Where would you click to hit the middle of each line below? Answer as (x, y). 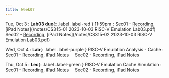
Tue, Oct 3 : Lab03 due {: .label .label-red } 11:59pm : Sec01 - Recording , (80, 24)
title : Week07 (20, 10)
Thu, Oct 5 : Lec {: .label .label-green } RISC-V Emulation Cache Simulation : (84, 64)
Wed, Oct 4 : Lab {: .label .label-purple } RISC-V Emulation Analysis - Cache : (84, 49)
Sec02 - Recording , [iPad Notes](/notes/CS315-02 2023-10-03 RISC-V (79, 34)
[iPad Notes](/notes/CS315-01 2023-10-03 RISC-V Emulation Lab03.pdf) (80, 29)
